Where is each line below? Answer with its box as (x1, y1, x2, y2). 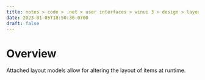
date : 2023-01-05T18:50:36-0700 (6, 15, 88, 21)
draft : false (6, 20, 40, 26)
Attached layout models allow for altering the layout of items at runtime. (6, 67, 186, 74)
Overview (6, 46, 57, 60)
